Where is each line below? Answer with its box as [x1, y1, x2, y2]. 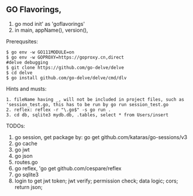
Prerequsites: [6, 38, 39, 45]
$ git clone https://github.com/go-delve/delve [6, 65, 125, 70]
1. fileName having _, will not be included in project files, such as [6, 96, 184, 102]
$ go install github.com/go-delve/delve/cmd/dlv [6, 75, 127, 81]
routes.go [14, 158, 38, 165]
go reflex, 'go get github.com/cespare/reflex [14, 164, 122, 172]
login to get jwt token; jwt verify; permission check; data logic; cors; [14, 177, 178, 184]
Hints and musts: [6, 85, 47, 92]
